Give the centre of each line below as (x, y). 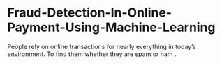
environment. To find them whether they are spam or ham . (92, 54)
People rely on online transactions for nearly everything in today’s (102, 46)
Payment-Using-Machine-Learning (111, 27)
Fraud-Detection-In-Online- (90, 13)
